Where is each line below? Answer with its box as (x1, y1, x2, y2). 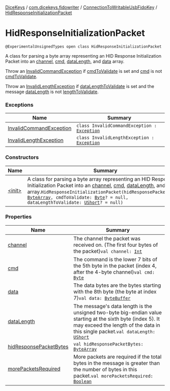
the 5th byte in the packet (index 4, (73, 262, 157, 269)
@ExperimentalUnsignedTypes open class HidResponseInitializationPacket (5, 44, 162, 49)
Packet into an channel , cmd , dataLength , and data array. (5, 58, 125, 64)
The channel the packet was (73, 235, 141, 242)
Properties (5, 213, 32, 221)
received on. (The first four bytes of (73, 241, 158, 248)
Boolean (73, 378, 92, 384)
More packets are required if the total (73, 353, 162, 360)
